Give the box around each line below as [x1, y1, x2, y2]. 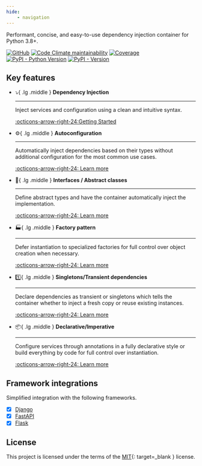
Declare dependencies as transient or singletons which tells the [14, 293, 173, 301]
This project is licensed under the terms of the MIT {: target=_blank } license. [6, 453, 195, 461]
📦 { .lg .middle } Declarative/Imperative [14, 323, 115, 331]
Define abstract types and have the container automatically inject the [14, 194, 186, 201]
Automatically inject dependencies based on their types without [14, 147, 173, 154]
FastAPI [14, 412, 34, 420]
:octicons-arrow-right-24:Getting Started [14, 118, 117, 125]
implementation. [14, 200, 55, 207]
